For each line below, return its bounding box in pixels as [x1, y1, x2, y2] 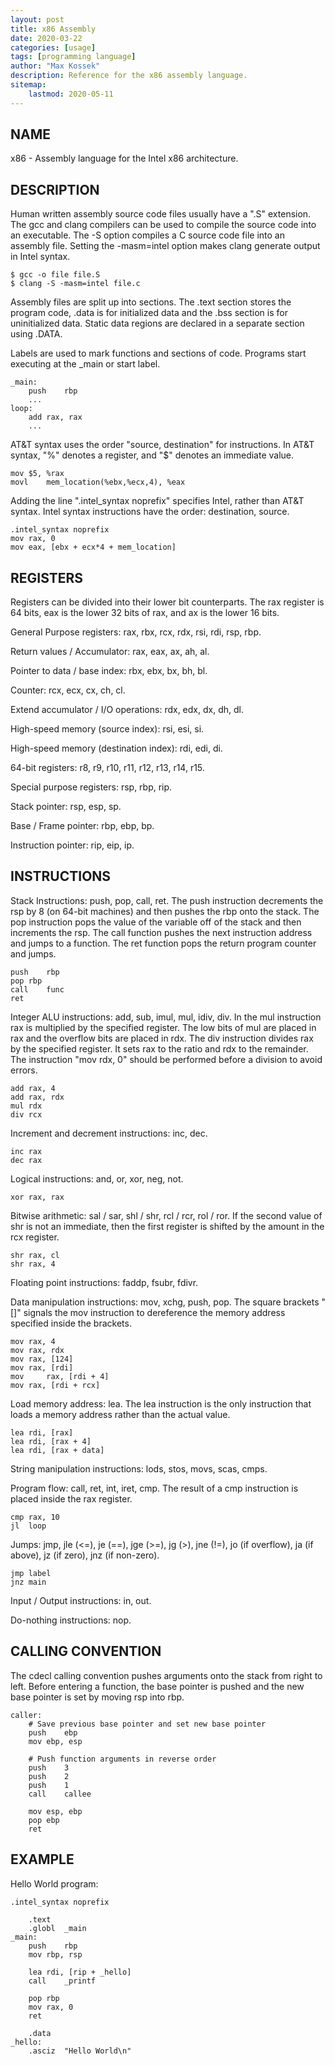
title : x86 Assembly [10, 24, 97, 34]
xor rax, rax [10, 1192, 65, 1202]
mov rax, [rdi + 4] [10, 1371, 110, 1381]
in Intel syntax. [10, 251, 71, 263]
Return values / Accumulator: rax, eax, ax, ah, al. [10, 646, 210, 658]
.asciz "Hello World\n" [28, 2046, 132, 2056]
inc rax [10, 1146, 43, 1156]
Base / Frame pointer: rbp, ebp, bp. [10, 820, 155, 832]
